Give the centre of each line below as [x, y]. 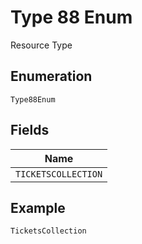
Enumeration [51, 76]
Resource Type [41, 45]
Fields [30, 130]
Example [38, 207]
